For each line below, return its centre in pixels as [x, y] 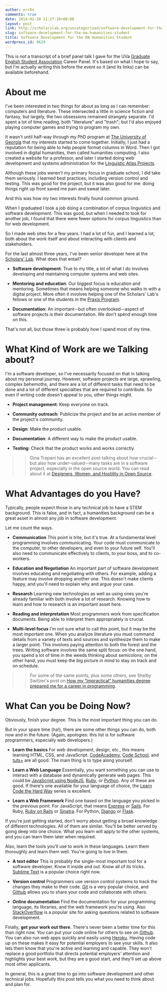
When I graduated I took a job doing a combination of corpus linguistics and [83, 208]
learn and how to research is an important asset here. [67, 604]
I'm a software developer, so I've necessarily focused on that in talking [78, 373]
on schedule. [26, 666]
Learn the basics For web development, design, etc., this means [79, 749]
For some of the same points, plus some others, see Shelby [90, 675]
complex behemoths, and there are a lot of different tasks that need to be [80, 384]
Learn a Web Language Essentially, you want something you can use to [86, 770]
